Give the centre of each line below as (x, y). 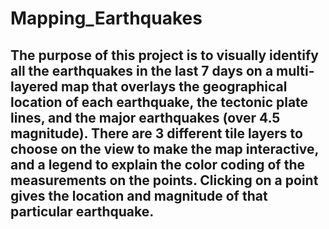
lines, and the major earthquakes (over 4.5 (145, 117)
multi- (295, 70)
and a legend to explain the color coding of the (158, 164)
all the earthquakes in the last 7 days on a (142, 70)
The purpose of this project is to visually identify (164, 55)
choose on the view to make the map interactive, (164, 148)
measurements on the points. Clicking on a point (164, 180)
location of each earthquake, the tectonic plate (159, 102)
